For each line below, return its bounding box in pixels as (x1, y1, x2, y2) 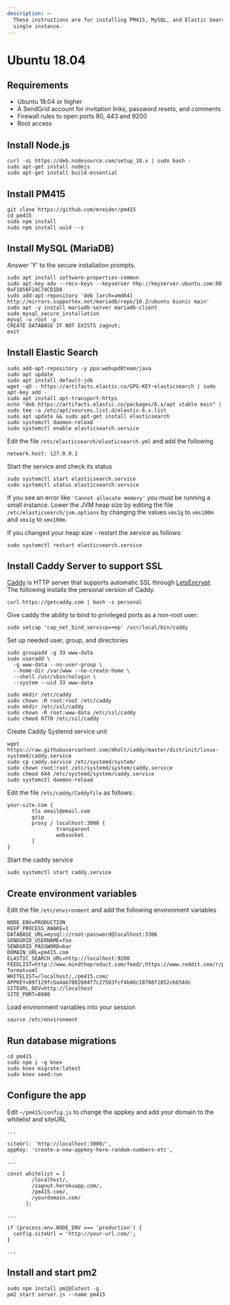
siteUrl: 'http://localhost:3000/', (7, 1140, 112, 1147)
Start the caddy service (7, 856, 73, 864)
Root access (16, 119, 53, 127)
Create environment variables (7, 888, 137, 899)
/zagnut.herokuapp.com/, (31, 1182, 103, 1189)
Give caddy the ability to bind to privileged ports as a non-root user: (7, 611, 199, 619)
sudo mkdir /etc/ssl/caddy (7, 704, 84, 710)
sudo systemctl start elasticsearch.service (7, 475, 136, 482)
